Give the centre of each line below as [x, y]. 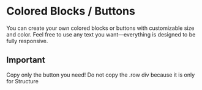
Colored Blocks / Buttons [71, 11]
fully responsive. [27, 41]
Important [26, 60]
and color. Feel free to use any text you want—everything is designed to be [101, 34]
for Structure [22, 81]
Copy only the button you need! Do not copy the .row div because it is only [100, 75]
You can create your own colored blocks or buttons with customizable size [100, 28]
